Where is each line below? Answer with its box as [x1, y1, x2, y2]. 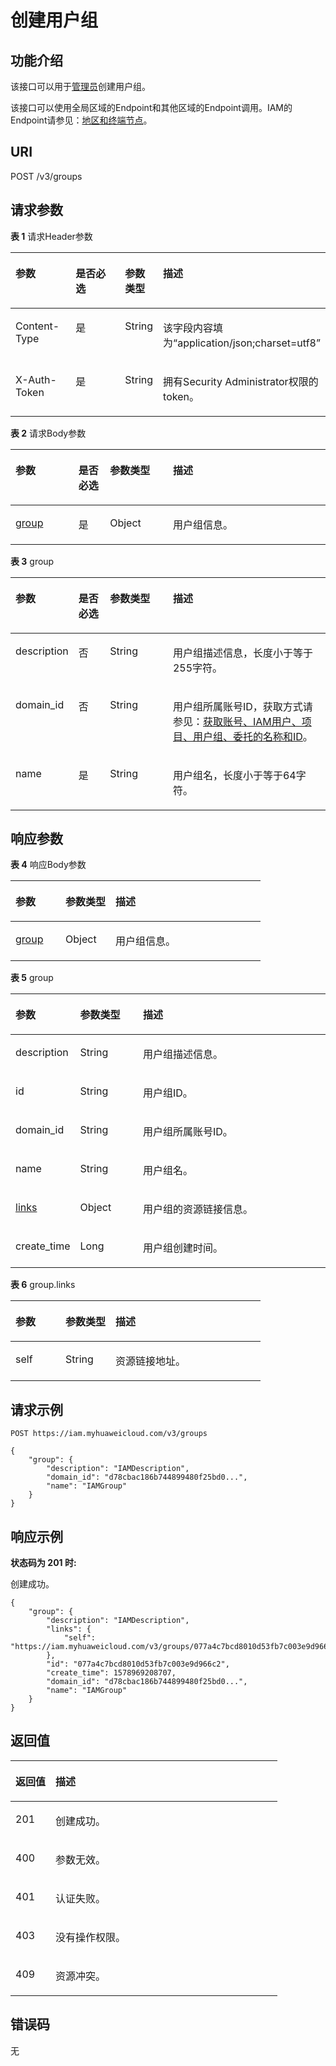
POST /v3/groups [10, 170, 83, 182]
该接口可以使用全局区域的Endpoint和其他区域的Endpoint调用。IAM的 [10, 102, 293, 113]
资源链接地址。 [115, 1354, 187, 1368]
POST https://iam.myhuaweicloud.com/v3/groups [10, 1429, 208, 1439]
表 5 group [10, 972, 54, 984]
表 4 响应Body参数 [10, 859, 87, 871]
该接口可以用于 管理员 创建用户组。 [10, 81, 151, 92]
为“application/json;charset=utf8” [163, 336, 321, 350]
